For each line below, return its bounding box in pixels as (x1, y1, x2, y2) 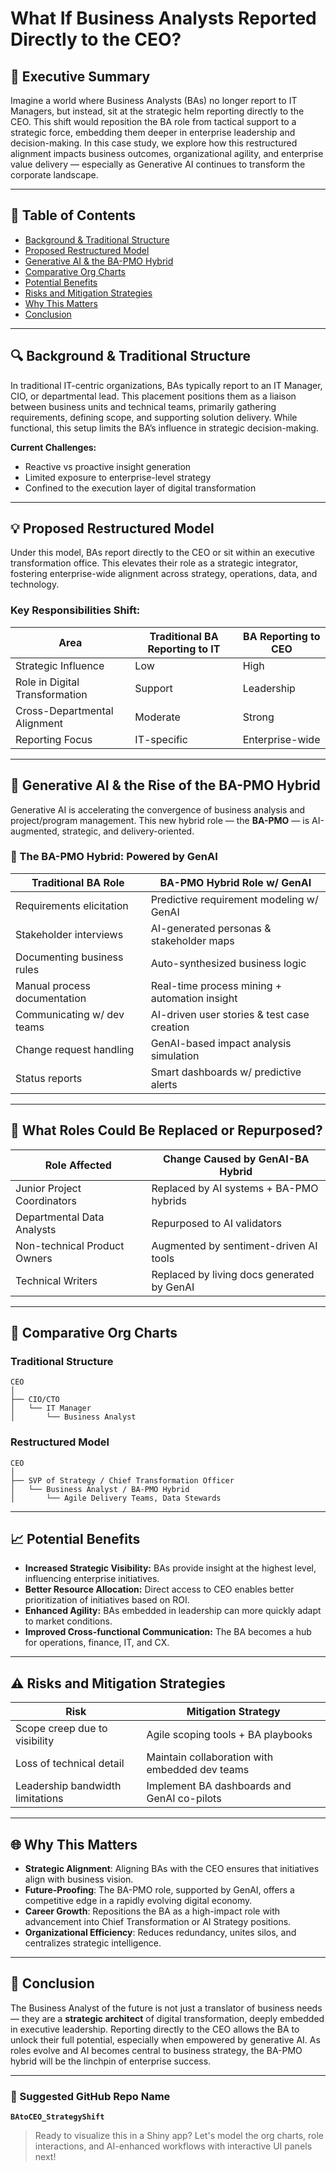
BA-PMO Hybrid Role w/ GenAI (159, 875, 312, 889)
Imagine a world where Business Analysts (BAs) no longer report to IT (10, 95, 298, 106)
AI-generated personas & (150, 921, 272, 935)
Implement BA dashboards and (146, 1779, 292, 1793)
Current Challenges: (10, 441, 97, 453)
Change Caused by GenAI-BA (163, 1152, 310, 1166)
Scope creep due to (15, 1722, 108, 1736)
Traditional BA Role (31, 875, 125, 889)
